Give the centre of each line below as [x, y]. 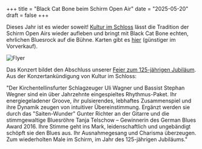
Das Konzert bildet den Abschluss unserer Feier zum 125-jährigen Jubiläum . [101, 70]
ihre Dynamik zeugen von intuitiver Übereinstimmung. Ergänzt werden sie [98, 107]
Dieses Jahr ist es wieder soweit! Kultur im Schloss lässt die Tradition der [98, 27]
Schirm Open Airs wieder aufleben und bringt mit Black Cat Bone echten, [98, 33]
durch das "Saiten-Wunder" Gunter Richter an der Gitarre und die [88, 114]
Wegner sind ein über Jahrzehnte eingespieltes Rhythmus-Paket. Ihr [92, 94]
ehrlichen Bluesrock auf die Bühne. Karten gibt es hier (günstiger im [91, 40]
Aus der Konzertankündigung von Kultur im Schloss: [72, 76]
